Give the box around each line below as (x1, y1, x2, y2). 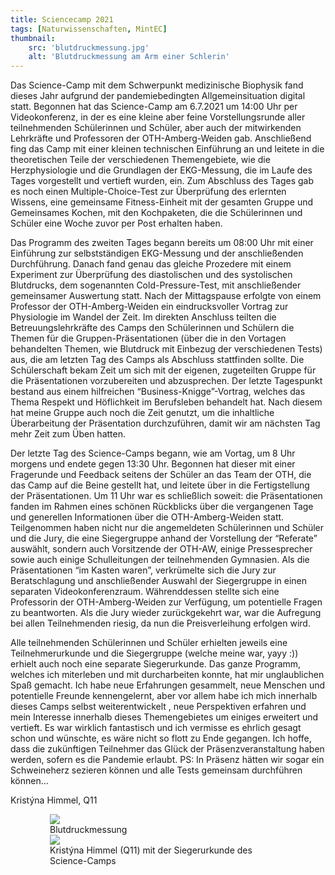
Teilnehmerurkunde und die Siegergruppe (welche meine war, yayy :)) (10, 647, 299, 660)
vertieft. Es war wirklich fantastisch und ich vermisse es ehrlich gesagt (10, 722, 302, 734)
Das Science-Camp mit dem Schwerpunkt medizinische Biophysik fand (10, 79, 304, 91)
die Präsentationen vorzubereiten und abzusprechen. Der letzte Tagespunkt (10, 375, 323, 387)
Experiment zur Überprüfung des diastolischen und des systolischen (10, 269, 293, 281)
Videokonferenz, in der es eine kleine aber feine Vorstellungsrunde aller (10, 111, 306, 123)
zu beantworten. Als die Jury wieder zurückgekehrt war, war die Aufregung (10, 607, 322, 619)
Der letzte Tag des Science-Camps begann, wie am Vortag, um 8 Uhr (10, 447, 296, 460)
